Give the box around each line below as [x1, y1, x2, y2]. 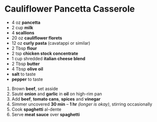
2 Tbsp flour [11, 45, 37, 51]
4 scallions [11, 30, 35, 35]
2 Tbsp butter [11, 61, 40, 67]
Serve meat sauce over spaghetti [11, 111, 80, 117]
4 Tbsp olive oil [11, 66, 43, 71]
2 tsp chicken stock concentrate [11, 50, 78, 56]
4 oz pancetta [11, 19, 41, 25]
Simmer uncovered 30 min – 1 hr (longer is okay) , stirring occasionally [11, 101, 153, 107]
